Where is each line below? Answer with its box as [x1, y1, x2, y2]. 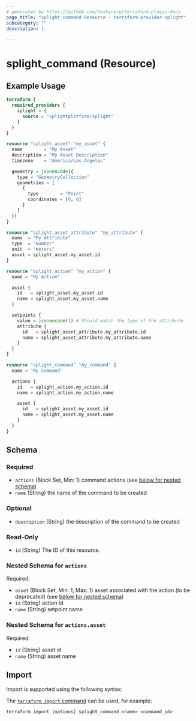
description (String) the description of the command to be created [14, 518, 180, 525]
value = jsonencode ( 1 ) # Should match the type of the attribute [17, 317, 184, 324]
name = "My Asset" [11, 146, 77, 153]
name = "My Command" [11, 367, 63, 374]
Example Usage [6, 80, 66, 91]
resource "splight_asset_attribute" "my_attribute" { [6, 229, 144, 236]
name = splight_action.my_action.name [17, 389, 114, 396]
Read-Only [6, 533, 39, 541]
